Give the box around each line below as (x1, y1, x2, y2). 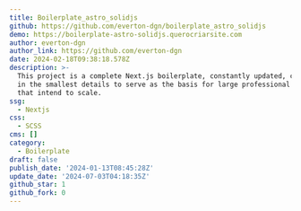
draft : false (9, 154, 58, 164)
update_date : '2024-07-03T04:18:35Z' (9, 171, 150, 180)
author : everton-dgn (9, 38, 87, 48)
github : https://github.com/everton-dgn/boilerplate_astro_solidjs (9, 22, 267, 31)
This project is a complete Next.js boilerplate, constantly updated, (17, 72, 287, 81)
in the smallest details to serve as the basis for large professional (17, 80, 291, 89)
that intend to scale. (17, 88, 102, 97)
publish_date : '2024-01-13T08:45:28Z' (9, 163, 154, 172)
